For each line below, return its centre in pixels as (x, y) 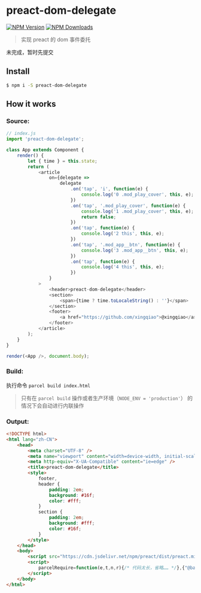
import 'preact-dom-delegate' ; (45, 139)
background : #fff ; (72, 523)
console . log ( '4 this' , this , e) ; (123, 267)
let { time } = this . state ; (63, 161)
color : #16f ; (65, 529)
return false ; (99, 217)
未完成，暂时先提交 (30, 52)
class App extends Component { (45, 150)
